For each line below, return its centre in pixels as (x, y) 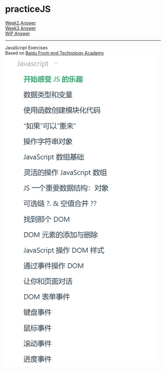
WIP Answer (18, 33)
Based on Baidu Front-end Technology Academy (55, 53)
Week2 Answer (21, 23)
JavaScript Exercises (26, 48)
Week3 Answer (21, 28)
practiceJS (28, 9)
